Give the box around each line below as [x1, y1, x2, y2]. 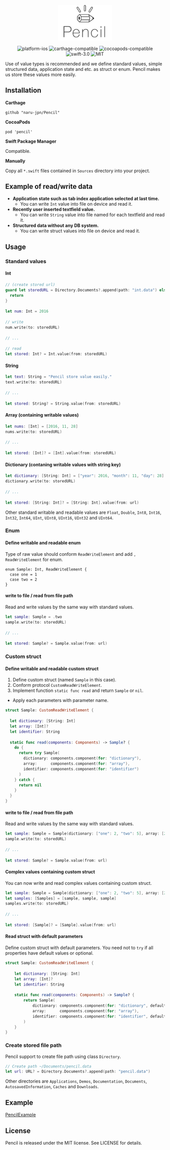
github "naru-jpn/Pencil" [5, 110, 60, 115]
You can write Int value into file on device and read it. [20, 201, 133, 207]
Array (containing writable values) [5, 412, 79, 418]
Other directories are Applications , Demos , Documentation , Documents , [5, 1078, 147, 1084]
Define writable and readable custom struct [5, 666, 99, 672]
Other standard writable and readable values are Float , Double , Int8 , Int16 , [5, 509, 162, 515]
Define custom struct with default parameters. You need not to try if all [5, 944, 153, 951]
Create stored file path [5, 1042, 62, 1049]
